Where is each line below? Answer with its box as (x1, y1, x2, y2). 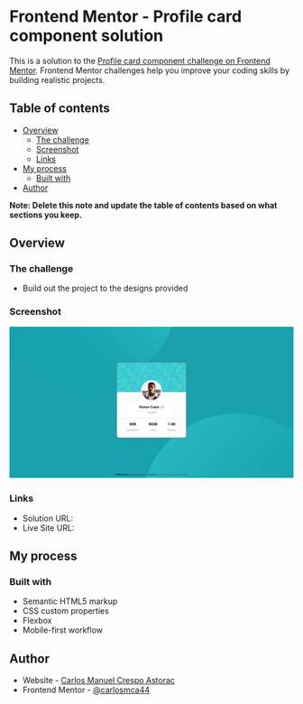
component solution (9, 25, 164, 46)
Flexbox (22, 616, 52, 626)
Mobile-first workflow (22, 625, 104, 635)
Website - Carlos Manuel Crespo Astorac (22, 675, 176, 686)
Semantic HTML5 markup (22, 596, 118, 607)
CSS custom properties (22, 606, 110, 616)
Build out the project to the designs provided (22, 283, 188, 294)
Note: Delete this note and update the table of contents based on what (9, 199, 278, 210)
